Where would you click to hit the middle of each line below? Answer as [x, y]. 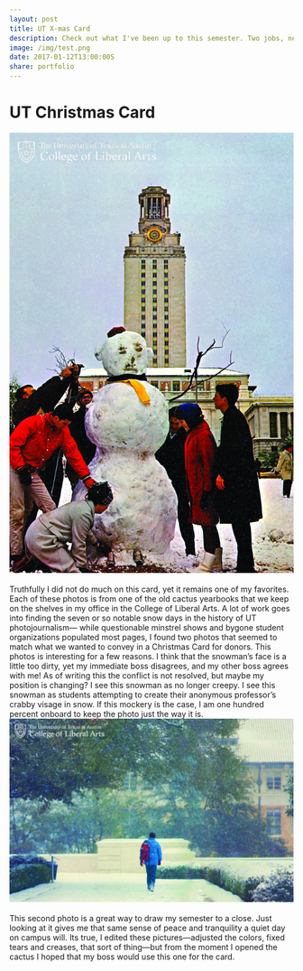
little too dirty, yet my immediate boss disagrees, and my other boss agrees [149, 666]
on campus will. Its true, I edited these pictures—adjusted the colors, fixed [147, 938]
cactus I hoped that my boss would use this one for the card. [122, 957]
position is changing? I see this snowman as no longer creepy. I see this [142, 685]
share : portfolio [42, 67]
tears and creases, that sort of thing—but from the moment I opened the [143, 948]
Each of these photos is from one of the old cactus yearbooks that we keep [149, 598]
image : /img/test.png [50, 48]
